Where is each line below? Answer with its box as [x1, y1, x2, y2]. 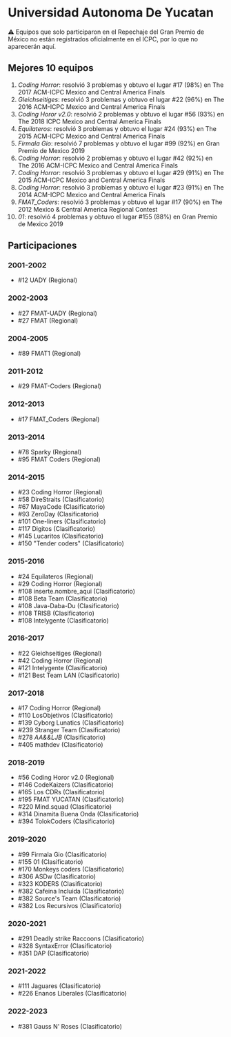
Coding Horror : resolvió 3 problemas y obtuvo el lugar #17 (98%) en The [17, 81, 224, 89]
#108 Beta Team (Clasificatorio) [17, 594, 108, 603]
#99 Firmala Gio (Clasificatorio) [17, 850, 108, 858]
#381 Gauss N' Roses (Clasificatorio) [17, 1022, 123, 1030]
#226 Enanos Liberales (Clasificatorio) [17, 989, 127, 998]
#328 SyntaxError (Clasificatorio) [17, 942, 112, 949]
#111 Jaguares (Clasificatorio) [17, 982, 101, 990]
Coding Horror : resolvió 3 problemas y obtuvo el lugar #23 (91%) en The [17, 183, 224, 191]
